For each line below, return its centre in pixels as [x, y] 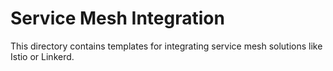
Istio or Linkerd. [42, 56]
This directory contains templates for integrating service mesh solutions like [166, 46]
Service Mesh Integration [117, 18]
